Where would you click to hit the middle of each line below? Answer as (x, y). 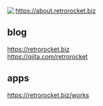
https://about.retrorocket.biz (56, 11)
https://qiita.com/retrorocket (47, 56)
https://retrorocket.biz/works (48, 95)
